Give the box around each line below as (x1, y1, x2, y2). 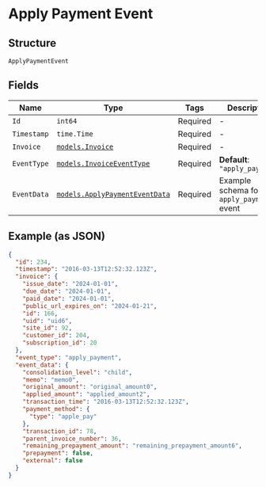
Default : (218, 154, 250, 165)
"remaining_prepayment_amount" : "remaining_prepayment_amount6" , (22, 442, 243, 450)
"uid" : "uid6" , (22, 317, 73, 325)
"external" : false (22, 457, 83, 465)
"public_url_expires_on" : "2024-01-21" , (22, 302, 158, 310)
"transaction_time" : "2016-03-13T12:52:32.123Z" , (22, 398, 190, 406)
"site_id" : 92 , (22, 324, 73, 333)
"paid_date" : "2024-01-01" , (22, 295, 115, 302)
